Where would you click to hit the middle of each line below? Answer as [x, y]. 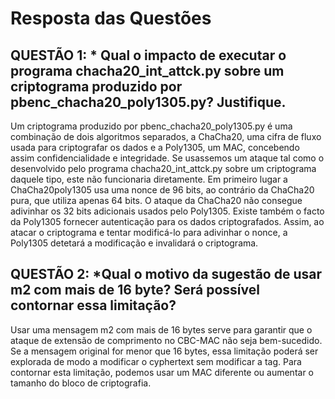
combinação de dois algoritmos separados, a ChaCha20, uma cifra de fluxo [166, 136]
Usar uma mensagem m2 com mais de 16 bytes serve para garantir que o [161, 329]
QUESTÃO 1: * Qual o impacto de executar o [148, 55]
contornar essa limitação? [93, 305]
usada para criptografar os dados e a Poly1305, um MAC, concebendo [155, 147]
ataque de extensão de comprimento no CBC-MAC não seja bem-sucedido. [166, 340]
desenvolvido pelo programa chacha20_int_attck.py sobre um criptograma [163, 168]
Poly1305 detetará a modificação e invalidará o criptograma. [134, 243]
